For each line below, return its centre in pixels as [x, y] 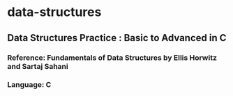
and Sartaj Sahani [38, 66]
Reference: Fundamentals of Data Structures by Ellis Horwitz [112, 58]
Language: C [29, 85]
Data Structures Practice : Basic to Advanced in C [117, 38]
